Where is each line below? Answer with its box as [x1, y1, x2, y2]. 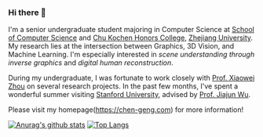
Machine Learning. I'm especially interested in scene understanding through [8, 50, 255, 59]
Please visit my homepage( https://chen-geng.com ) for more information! [8, 105, 244, 114]
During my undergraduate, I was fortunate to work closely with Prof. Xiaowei [8, 74, 255, 83]
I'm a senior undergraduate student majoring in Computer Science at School [8, 25, 255, 34]
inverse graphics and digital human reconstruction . [8, 58, 174, 67]
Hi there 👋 [8, 7, 47, 18]
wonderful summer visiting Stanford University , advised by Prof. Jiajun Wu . [8, 90, 251, 99]
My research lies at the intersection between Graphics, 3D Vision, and [8, 41, 235, 51]
